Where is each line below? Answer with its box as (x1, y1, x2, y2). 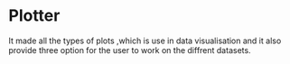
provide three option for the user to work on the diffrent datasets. (8, 44, 251, 55)
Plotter (8, 5, 61, 26)
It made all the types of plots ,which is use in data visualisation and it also (8, 35, 282, 46)
